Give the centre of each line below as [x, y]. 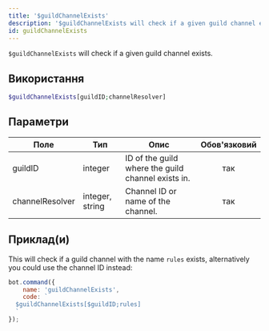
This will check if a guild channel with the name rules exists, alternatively [129, 259]
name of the [148, 201]
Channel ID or [151, 191]
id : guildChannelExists [48, 30]
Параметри [39, 122]
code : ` [35, 297]
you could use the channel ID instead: [70, 267]
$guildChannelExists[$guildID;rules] [78, 305]
